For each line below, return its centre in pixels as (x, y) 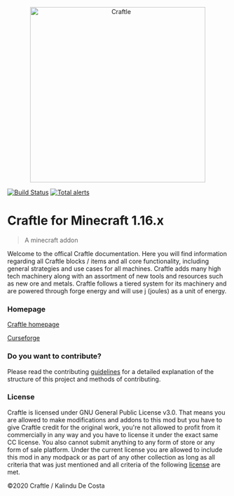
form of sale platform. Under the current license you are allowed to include (115, 450)
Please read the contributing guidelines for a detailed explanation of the (111, 371)
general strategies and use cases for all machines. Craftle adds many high (114, 268)
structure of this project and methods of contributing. (84, 379)
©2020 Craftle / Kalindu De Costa (56, 485)
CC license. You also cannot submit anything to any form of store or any (111, 442)
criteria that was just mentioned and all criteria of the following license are (114, 464)
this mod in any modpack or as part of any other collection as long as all (111, 457)
